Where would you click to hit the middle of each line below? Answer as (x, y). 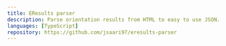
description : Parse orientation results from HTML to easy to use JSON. (114, 20)
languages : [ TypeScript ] (43, 26)
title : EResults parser (41, 13)
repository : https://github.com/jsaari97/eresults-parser (92, 32)
